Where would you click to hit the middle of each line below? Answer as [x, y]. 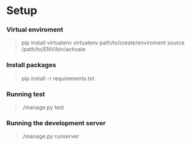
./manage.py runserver [50, 136]
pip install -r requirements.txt [58, 78]
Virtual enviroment [35, 30]
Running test [26, 94]
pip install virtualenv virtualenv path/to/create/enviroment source [103, 43]
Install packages [31, 65]
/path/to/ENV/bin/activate [53, 49]
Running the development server [56, 123]
